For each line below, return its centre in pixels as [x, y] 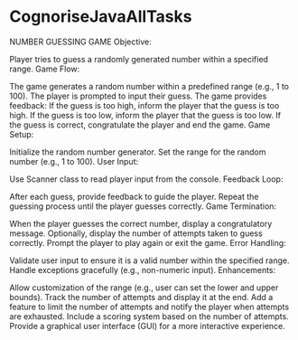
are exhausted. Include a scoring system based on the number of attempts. [149, 316]
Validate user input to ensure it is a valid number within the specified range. [149, 260]
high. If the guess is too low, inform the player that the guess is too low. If [145, 115]
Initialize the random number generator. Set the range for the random [138, 152]
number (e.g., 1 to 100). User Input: [74, 161]
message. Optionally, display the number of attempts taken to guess [136, 233]
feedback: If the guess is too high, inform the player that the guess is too [144, 105]
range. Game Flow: [45, 69]
